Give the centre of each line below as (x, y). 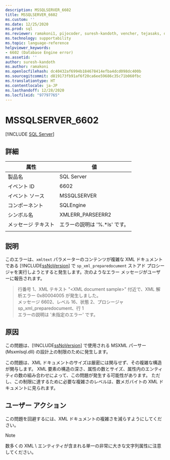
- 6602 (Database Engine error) (39, 52)
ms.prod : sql (19, 29)
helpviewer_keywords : (28, 48)
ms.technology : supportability (38, 39)
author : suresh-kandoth (30, 62)
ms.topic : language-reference (37, 43)
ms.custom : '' (20, 19)
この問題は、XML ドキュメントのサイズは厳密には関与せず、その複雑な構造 (83, 362)
